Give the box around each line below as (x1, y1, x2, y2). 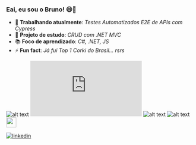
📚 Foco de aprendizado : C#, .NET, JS (14, 38, 109, 45)
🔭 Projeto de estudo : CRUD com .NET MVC (14, 31, 122, 38)
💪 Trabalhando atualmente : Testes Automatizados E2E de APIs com (14, 19, 183, 26)
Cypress (14, 25, 36, 32)
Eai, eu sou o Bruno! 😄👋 (6, 5, 77, 14)
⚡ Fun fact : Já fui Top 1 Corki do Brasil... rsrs (14, 47, 125, 54)
